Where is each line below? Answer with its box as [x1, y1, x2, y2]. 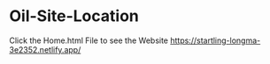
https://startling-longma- [169, 35, 261, 46]
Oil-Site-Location [9, 6, 139, 26]
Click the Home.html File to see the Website [9, 35, 169, 46]
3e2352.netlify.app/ [9, 44, 81, 54]
